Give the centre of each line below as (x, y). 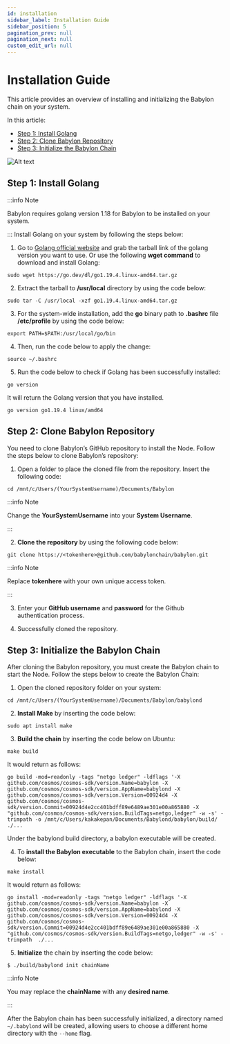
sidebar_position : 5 (37, 26)
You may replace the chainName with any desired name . (89, 992)
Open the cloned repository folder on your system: (89, 688)
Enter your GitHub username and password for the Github (100, 608)
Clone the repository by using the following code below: (98, 542)
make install (26, 872)
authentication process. (51, 615)
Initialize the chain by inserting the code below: (85, 953)
